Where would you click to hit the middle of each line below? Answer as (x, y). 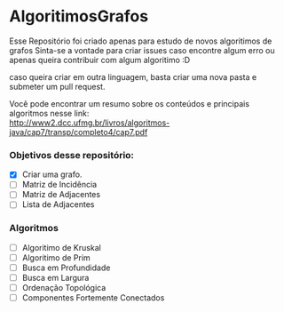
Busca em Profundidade (66, 268)
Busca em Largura (55, 277)
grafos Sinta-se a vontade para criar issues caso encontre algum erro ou (142, 50)
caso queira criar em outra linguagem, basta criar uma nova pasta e (133, 76)
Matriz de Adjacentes (61, 195)
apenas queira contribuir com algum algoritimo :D (100, 60)
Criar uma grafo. (52, 174)
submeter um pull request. (57, 86)
